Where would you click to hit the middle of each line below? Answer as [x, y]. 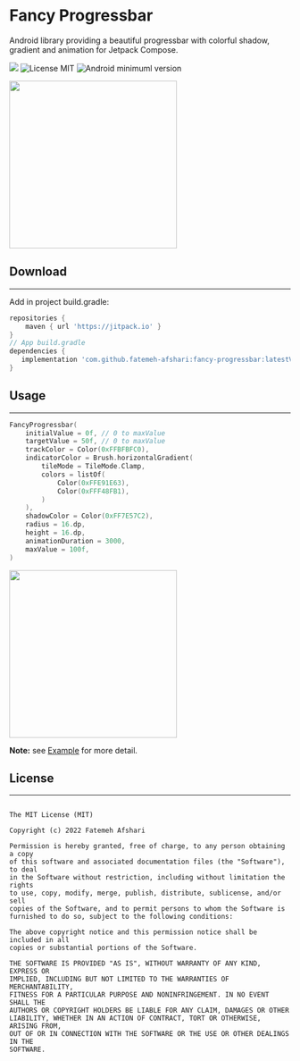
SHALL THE [28, 1003]
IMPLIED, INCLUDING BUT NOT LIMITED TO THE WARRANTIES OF [119, 980]
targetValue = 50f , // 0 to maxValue [96, 442]
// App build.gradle [48, 343]
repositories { [37, 318]
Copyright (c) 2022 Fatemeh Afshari [77, 831]
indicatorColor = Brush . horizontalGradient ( [109, 458]
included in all [39, 940]
